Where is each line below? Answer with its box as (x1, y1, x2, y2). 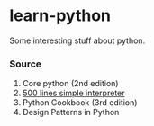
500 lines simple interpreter (22, 87, 125, 99)
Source (9, 58, 42, 70)
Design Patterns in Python (22, 107, 120, 118)
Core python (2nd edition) (22, 78, 119, 89)
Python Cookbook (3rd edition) (22, 97, 138, 108)
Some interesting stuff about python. (9, 35, 146, 46)
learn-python (9, 5, 111, 26)
